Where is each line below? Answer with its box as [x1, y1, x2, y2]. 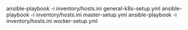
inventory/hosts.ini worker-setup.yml [6, 18, 98, 24]
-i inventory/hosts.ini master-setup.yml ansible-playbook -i [30, 11, 177, 18]
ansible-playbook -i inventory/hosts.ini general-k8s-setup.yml [6, 5, 161, 12]
